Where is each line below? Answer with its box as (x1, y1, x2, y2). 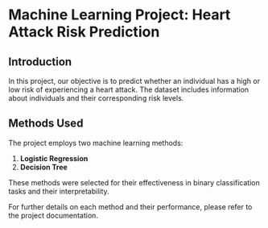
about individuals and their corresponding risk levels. (8, 93, 184, 102)
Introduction (8, 55, 72, 68)
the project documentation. (8, 210, 99, 220)
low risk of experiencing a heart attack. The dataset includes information (8, 85, 249, 94)
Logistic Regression (19, 153, 89, 163)
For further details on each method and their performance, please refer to (8, 201, 253, 211)
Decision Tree (19, 162, 68, 172)
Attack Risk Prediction (8, 23, 160, 41)
